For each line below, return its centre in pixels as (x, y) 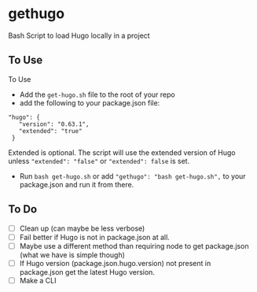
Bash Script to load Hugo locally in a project (79, 35)
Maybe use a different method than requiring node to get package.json (134, 246)
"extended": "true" (50, 131)
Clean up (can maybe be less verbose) (82, 228)
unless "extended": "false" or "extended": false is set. (99, 161)
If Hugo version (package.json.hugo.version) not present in (115, 263)
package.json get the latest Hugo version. (87, 272)
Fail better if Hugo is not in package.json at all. (95, 237)
